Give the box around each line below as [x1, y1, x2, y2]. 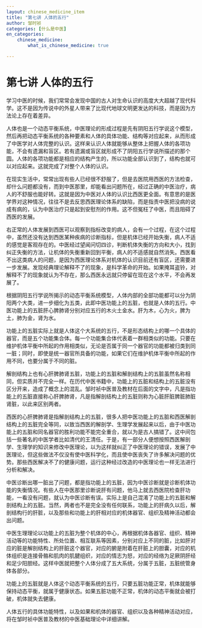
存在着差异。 [22, 112, 54, 119]
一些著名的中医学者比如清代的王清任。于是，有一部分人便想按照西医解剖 [11, 435, 191, 443]
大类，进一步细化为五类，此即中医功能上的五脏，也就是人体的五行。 [22, 299, 191, 306]
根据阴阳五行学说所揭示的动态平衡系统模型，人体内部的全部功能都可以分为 [6, 291, 191, 299]
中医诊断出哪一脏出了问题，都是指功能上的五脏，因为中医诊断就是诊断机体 [6, 478, 191, 486]
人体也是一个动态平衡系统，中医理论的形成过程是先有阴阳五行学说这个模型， [6, 124, 196, 132]
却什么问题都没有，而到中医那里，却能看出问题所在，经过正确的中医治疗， [6, 182, 191, 190]
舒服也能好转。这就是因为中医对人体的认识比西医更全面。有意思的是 [22, 190, 191, 197]
